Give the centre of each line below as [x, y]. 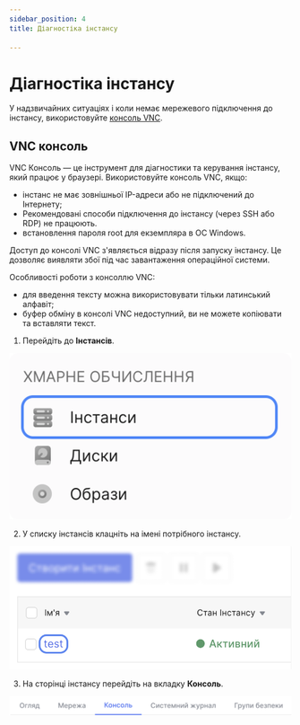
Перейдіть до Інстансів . [68, 340]
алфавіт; [38, 305]
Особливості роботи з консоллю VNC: [82, 278]
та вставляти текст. [59, 323]
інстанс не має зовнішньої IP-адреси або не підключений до [138, 195]
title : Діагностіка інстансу [64, 28]
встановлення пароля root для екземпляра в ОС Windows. [134, 233]
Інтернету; [42, 204]
